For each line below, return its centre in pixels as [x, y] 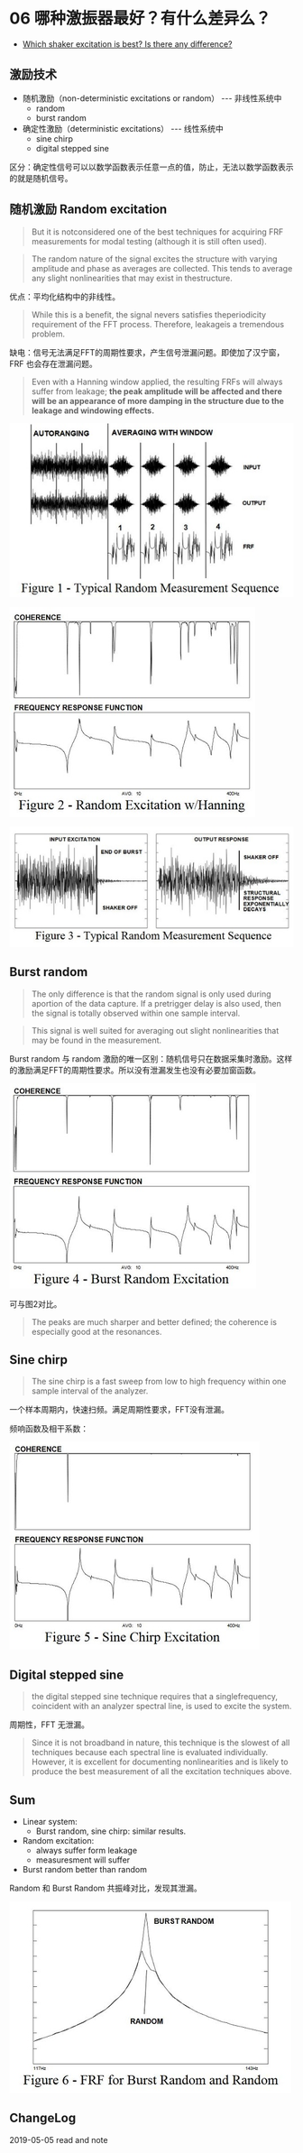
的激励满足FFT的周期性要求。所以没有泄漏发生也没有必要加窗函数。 [135, 1070]
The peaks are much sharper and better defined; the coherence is [154, 1321]
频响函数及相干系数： [49, 1429]
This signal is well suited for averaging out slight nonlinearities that [155, 1030]
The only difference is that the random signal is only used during [151, 994]
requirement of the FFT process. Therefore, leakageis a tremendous [158, 324]
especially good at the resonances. [96, 1331]
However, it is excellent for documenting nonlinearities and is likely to [160, 1762]
